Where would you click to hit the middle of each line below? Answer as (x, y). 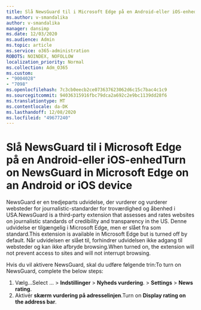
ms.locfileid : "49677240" (38, 118)
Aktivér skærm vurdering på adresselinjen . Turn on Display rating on (100, 296)
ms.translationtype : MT (36, 101)
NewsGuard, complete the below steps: (55, 271)
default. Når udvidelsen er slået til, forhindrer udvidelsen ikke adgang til (94, 240)
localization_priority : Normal (45, 62)
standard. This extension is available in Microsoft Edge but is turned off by (97, 234)
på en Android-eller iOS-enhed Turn (96, 160)
